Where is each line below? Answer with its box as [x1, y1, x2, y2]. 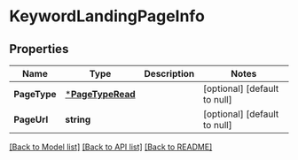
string [65, 113, 91, 126]
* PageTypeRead [65, 88, 136, 100]
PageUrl [13, 113, 49, 126]
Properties [9, 42, 69, 57]
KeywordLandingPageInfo [9, 6, 206, 27]
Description [144, 68, 195, 80]
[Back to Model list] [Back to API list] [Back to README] [9, 141, 213, 152]
